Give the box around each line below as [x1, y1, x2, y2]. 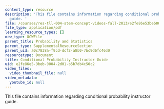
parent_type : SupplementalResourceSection [5, 44, 93, 48]
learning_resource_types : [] [5, 30, 64, 35]
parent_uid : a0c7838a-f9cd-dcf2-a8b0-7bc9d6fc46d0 [5, 48, 110, 53]
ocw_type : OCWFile [5, 35, 42, 40]
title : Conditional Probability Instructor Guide [5, 57, 108, 62]
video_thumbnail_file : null [9, 71, 67, 76]
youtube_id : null [9, 80, 45, 85]
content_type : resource [5, 7, 54, 12]
